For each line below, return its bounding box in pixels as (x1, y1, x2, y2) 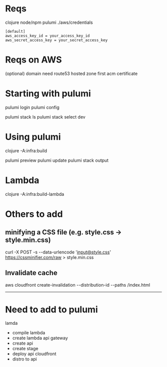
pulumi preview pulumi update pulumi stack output (5, 157, 109, 163)
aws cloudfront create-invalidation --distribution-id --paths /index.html (5, 282, 151, 288)
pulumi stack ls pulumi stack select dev (5, 114, 85, 120)
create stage (12, 346, 39, 352)
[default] (5, 29, 26, 34)
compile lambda (12, 330, 46, 336)
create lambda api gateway (12, 335, 68, 341)
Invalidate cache (5, 269, 58, 277)
